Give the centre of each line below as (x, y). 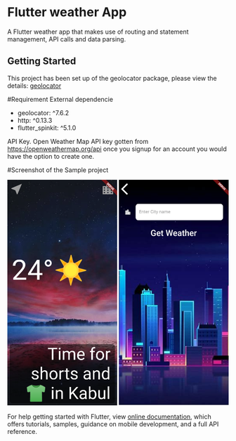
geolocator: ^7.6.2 (43, 112)
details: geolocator (34, 86)
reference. (22, 431)
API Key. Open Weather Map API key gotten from (78, 141)
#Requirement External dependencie (60, 99)
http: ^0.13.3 (35, 120)
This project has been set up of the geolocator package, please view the (112, 78)
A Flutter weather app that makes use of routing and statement (98, 32)
